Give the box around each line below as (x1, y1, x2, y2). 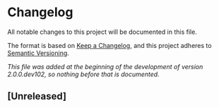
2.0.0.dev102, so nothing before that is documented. (7, 70, 160, 78)
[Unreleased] (7, 90, 67, 102)
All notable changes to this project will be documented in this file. (7, 28, 198, 36)
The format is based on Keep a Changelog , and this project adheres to (7, 41, 212, 49)
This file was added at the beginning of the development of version (7, 62, 203, 71)
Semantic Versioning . (7, 49, 69, 57)
